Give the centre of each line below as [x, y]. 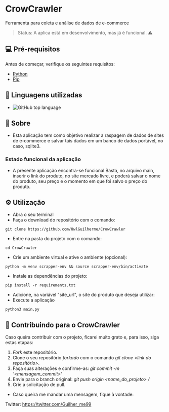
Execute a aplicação [33, 300]
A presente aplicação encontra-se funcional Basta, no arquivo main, [83, 170]
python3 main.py [22, 310]
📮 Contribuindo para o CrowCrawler [62, 325]
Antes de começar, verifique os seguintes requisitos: [60, 64]
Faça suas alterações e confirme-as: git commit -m [66, 368]
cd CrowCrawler [21, 248]
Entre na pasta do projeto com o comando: [57, 239]
